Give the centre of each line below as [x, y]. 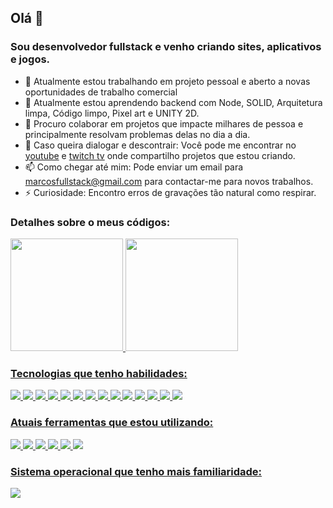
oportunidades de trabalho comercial [101, 92]
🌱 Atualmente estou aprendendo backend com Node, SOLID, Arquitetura [173, 102]
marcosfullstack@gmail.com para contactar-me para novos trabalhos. [169, 181]
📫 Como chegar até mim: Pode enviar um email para [134, 167]
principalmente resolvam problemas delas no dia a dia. [137, 134]
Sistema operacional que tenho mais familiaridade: [136, 471]
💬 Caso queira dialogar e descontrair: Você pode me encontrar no [160, 145]
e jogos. [30, 59]
